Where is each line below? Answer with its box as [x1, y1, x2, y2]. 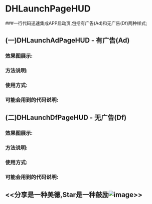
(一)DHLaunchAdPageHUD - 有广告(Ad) [5, 36, 130, 45]
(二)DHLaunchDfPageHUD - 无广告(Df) [5, 113, 127, 122]
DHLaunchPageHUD [5, 3, 91, 14]
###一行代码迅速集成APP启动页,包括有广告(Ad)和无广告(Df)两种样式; [5, 20, 147, 26]
